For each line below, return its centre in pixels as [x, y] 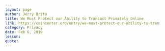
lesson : [13, 37]
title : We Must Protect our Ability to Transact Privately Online [74, 18]
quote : [12, 41]
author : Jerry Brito [26, 14]
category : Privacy [24, 28]
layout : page [18, 9]
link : [11, 23]
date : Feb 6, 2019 [24, 32]
